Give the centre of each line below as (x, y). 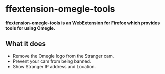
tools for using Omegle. (30, 28)
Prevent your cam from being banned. (52, 61)
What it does (26, 44)
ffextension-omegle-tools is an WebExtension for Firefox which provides (83, 23)
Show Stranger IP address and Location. (54, 66)
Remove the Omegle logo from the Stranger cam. (63, 56)
